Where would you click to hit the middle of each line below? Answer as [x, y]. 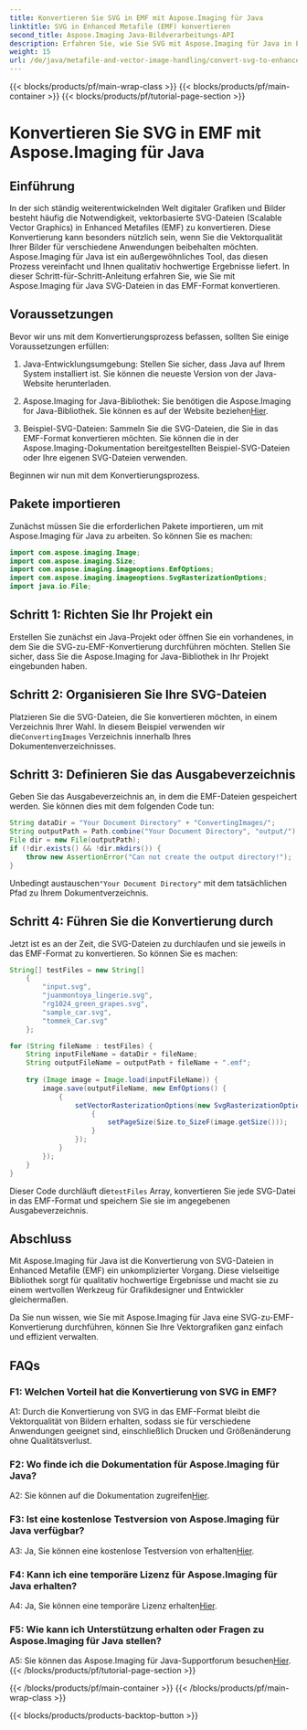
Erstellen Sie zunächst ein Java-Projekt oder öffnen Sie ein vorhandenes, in [152, 637]
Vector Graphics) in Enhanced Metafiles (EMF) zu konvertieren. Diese [140, 228]
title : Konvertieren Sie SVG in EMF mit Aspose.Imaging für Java [136, 18]
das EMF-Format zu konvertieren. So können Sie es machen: [124, 953]
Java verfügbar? [47, 1531]
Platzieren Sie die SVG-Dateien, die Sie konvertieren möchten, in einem [143, 716]
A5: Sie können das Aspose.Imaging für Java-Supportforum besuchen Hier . [150, 1661]
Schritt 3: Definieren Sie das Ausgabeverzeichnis [153, 775]
